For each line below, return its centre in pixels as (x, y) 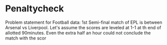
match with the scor (26, 38)
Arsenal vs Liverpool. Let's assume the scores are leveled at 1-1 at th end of (83, 27)
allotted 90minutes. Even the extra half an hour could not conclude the (78, 33)
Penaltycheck (35, 9)
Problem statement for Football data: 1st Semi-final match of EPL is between (84, 22)
